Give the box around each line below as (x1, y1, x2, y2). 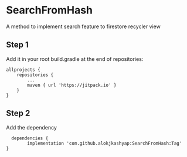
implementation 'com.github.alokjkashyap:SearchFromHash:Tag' (27, 140, 182, 146)
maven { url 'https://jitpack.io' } (27, 82, 117, 88)
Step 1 (6, 40, 29, 50)
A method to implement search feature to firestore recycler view (6, 23, 161, 30)
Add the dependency (6, 124, 57, 131)
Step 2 (6, 108, 30, 118)
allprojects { (6, 67, 41, 73)
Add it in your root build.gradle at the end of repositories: (6, 55, 144, 62)
